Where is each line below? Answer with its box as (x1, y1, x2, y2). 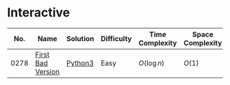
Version (35, 66, 60, 76)
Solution (66, 34, 94, 43)
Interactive (7, 5, 71, 21)
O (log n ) (138, 58, 165, 68)
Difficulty (101, 34, 132, 43)
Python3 (66, 58, 94, 68)
